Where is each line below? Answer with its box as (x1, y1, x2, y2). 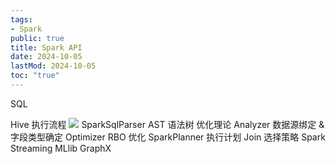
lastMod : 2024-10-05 (10, 61, 97, 71)
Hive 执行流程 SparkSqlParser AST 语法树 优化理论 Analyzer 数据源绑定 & (10, 118, 325, 130)
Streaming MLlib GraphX (10, 142, 112, 154)
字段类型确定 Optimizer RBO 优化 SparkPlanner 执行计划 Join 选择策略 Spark (10, 131, 326, 143)
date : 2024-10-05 (10, 52, 83, 62)
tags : (10, 14, 33, 25)
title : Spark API (10, 42, 83, 53)
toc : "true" (10, 71, 60, 81)
